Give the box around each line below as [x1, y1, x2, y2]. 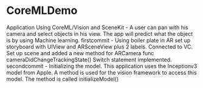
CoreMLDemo [6, 4, 78, 18]
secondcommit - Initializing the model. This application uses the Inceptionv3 [6, 62, 198, 70]
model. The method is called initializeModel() [6, 75, 119, 83]
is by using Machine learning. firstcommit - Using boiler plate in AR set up [6, 36, 191, 44]
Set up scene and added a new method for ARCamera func [6, 49, 154, 56]
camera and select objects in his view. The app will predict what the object [6, 30, 193, 37]
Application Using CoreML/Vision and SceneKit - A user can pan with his [6, 24, 188, 31]
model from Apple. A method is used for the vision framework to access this [6, 69, 198, 76]
